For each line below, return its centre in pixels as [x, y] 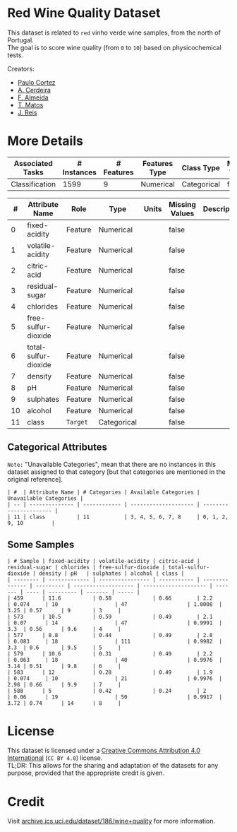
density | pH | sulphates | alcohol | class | [111, 574]
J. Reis [27, 112]
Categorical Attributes [57, 447]
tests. [15, 55]
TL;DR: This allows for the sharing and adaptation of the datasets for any [113, 766]
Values [182, 213]
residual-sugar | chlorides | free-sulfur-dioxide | [86, 567]
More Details [45, 141]
